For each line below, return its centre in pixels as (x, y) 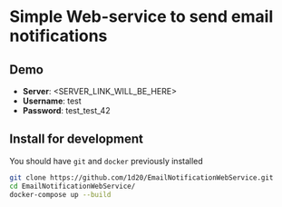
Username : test (52, 101)
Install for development (76, 139)
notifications (58, 36)
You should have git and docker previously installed (107, 161)
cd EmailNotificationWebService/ (73, 186)
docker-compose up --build (60, 194)
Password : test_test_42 (66, 110)
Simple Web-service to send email (141, 17)
